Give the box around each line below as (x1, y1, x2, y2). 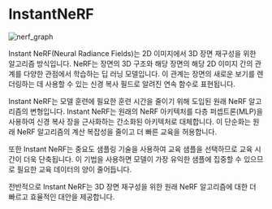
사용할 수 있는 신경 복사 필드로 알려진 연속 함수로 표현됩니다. (45, 79, 235, 89)
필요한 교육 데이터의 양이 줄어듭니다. (16, 164, 132, 174)
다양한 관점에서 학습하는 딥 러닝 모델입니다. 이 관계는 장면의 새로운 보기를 (23, 68, 256, 78)
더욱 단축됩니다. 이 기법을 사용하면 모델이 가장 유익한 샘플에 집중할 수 (23, 154, 242, 163)
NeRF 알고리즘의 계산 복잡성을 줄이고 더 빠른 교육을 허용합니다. (16, 127, 218, 137)
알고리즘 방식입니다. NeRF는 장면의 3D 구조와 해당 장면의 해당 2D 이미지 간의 (8, 59, 253, 68)
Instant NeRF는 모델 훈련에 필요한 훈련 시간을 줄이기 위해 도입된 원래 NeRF (8, 96, 248, 106)
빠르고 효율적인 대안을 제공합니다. (8, 192, 115, 202)
